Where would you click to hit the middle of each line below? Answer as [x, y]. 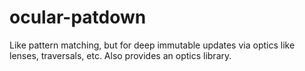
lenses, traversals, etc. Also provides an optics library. [120, 55]
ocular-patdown [78, 17]
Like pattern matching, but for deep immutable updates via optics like [152, 45]
